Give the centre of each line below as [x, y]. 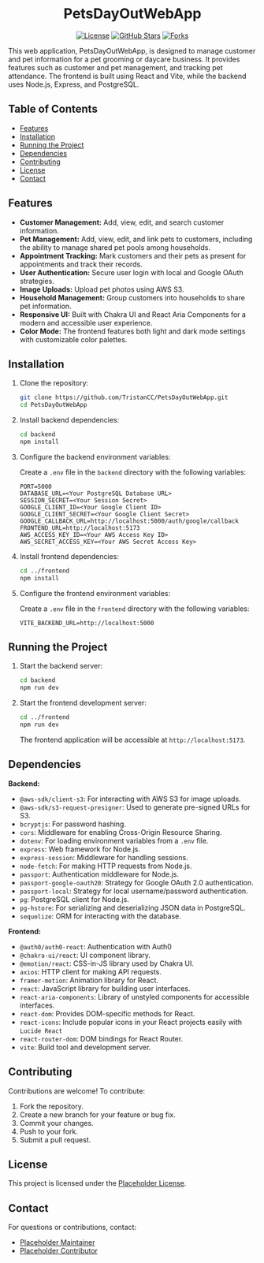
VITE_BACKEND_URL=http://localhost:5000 [87, 623]
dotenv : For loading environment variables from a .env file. [114, 840]
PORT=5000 [36, 486]
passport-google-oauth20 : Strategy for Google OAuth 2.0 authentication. [136, 882]
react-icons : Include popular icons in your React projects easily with [131, 1022]
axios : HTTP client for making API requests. [90, 971]
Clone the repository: [54, 383]
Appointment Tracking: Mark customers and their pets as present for [133, 255]
